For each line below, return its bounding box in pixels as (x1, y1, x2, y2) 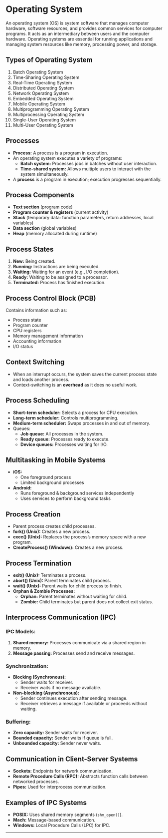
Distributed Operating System (12, 85, 74, 91)
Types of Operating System (5, 56, 93, 64)
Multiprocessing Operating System (12, 111, 84, 117)
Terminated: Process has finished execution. (12, 280, 106, 286)
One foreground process (20, 474, 71, 480)
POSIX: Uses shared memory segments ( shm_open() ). (12, 812, 123, 818)
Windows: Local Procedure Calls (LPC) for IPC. (12, 822, 111, 828)
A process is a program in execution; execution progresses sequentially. (12, 176, 162, 182)
